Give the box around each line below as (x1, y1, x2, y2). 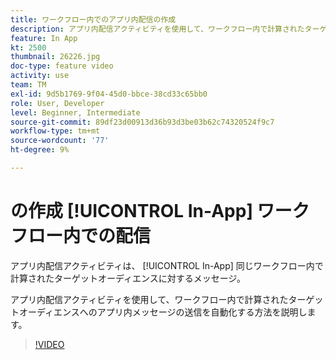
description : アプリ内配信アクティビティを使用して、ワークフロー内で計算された (10, 24, 305, 34)
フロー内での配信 (10, 225, 152, 248)
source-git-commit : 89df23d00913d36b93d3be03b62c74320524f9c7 (10, 117, 275, 127)
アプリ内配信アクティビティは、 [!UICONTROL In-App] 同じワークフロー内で (10, 259, 324, 271)
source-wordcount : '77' (10, 136, 110, 146)
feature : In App (10, 33, 78, 43)
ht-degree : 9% (10, 145, 70, 155)
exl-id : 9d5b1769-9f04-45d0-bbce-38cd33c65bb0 (10, 89, 208, 99)
